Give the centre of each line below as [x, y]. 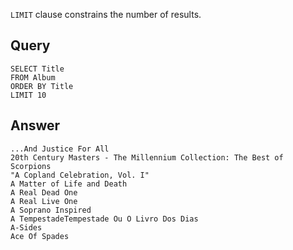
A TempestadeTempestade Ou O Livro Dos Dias [104, 219]
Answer [35, 125]
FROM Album [33, 77]
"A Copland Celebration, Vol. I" [80, 175]
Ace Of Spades [40, 236]
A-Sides [26, 227]
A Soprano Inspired [51, 210]
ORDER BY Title [42, 86]
